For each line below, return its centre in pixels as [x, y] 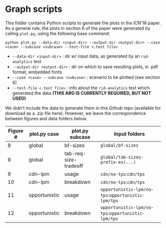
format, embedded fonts [37, 72]
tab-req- [75, 153]
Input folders [129, 134]
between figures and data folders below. [46, 118]
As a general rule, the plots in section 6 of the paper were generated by [78, 28]
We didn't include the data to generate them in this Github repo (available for [83, 108]
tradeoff [74, 166]
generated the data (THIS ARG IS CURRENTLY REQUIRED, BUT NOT [82, 93]
